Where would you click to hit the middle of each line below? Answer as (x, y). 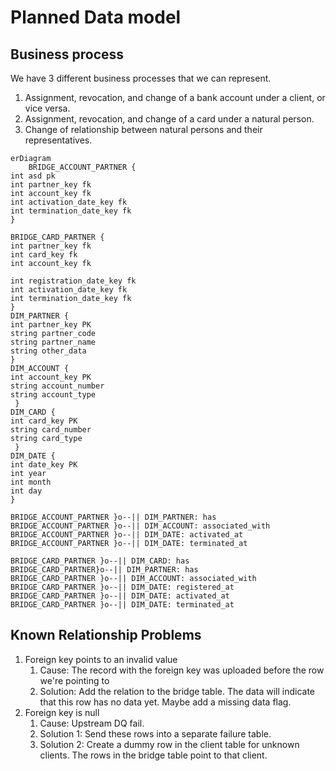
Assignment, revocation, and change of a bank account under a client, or (175, 97)
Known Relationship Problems (106, 635)
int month (31, 482)
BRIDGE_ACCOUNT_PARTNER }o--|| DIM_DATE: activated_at (127, 535)
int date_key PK (44, 465)
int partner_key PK (51, 325)
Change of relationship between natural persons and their (143, 129)
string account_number (57, 386)
